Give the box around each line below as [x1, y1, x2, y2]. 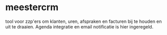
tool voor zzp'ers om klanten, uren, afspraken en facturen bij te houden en [5, 18, 162, 24]
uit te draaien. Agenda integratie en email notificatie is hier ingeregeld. [5, 23, 154, 29]
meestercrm [5, 2, 59, 13]
